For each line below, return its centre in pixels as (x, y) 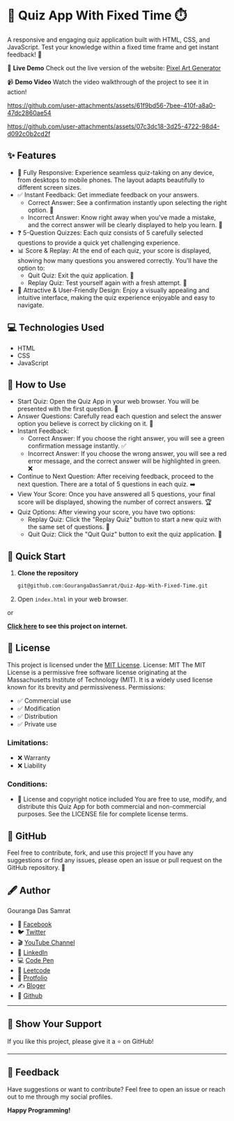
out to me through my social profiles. (60, 1097)
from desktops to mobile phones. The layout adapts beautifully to (111, 180)
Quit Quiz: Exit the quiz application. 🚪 (81, 275)
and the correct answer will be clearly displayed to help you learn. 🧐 (125, 224)
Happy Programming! (39, 1110)
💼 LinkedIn (32, 953)
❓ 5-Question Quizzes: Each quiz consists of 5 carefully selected (110, 232)
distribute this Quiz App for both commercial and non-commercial (111, 807)
